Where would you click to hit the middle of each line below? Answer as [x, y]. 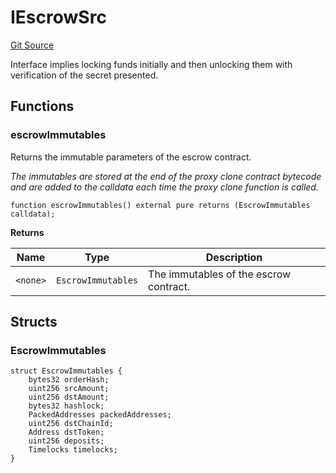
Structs [34, 322]
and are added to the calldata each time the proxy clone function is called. [164, 187]
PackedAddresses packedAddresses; [100, 415]
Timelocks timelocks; [73, 450]
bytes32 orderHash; [69, 380]
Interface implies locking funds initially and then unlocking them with [151, 64]
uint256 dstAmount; [69, 397]
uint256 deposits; [66, 441]
